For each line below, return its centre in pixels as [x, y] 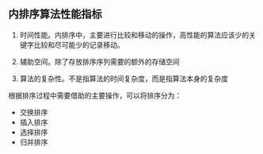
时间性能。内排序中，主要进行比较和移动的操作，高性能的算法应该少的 [134, 35]
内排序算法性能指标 [55, 14]
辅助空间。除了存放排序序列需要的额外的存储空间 [99, 61]
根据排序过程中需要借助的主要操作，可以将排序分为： [95, 95]
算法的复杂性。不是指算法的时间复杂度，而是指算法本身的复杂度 [124, 79]
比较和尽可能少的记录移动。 [79, 44]
